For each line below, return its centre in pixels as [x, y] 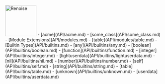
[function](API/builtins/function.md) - [100, 50]
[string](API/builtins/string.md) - [85, 66]
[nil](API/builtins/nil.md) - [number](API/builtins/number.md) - [68, 61]
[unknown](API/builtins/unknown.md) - [95, 71]
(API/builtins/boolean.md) [32, 50]
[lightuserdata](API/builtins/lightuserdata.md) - [107, 56]
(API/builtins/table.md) [28, 71]
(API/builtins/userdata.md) [32, 77]
